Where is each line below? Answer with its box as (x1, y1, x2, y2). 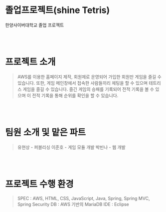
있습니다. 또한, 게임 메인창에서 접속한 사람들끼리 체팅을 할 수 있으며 (17, 80, 148, 86)
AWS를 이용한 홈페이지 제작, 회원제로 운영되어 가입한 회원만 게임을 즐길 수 (17, 73, 162, 80)
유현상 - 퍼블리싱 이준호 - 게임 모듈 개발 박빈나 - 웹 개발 (17, 144, 126, 150)
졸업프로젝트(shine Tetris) (5, 4, 110, 16)
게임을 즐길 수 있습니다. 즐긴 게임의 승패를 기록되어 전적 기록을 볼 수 (22, 86, 155, 92)
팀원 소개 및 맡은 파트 (5, 127, 86, 138)
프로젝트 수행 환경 (5, 179, 74, 190)
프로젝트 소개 (5, 56, 56, 68)
